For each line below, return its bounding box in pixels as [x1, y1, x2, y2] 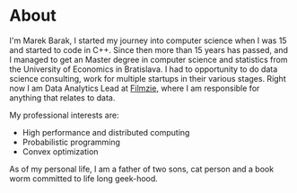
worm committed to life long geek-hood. [9, 172, 159, 184]
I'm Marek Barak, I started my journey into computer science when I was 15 [9, 35, 287, 46]
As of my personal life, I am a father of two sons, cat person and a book [9, 163, 275, 174]
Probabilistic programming [22, 136, 121, 147]
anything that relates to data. [9, 92, 116, 103]
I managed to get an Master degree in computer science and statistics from [9, 54, 288, 65]
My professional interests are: [9, 110, 119, 120]
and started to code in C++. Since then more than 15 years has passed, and [9, 44, 289, 55]
